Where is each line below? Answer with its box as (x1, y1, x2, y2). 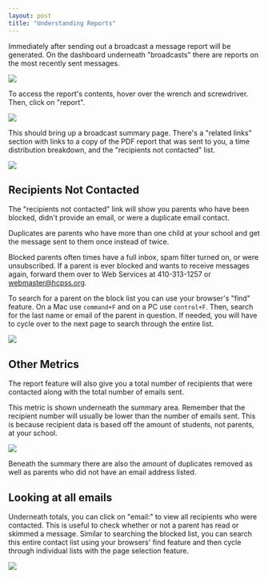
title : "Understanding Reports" (8, 19, 116, 27)
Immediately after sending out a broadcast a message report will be (8, 41, 231, 51)
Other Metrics (8, 358, 80, 371)
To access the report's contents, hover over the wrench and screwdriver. (8, 89, 249, 99)
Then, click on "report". (8, 97, 86, 107)
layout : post (8, 11, 52, 20)
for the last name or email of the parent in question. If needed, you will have (8, 310, 258, 321)
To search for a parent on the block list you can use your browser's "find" (8, 293, 250, 303)
